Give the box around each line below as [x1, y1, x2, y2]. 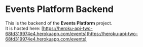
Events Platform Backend [5, 3, 114, 15]
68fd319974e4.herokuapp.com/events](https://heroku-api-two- [5, 30, 138, 36]
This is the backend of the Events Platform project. [5, 20, 113, 26]
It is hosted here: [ [5, 25, 44, 31]
